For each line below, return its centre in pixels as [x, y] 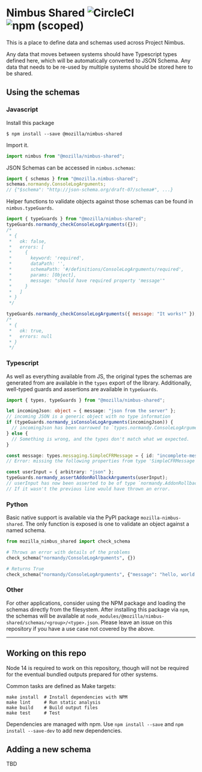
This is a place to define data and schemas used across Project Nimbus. [96, 42]
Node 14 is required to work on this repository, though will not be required [98, 668]
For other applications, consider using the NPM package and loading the [96, 603]
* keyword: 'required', [47, 258]
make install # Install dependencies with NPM [67, 697]
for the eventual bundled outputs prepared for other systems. [82, 674]
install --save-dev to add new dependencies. [64, 730]
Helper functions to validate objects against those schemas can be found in [100, 202]
